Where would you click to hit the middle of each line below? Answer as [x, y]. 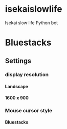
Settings [18, 61]
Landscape [17, 87]
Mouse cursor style [29, 110]
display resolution [27, 75]
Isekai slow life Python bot [32, 23]
